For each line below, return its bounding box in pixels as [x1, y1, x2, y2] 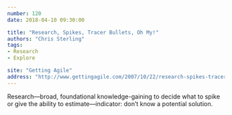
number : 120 [7, 10, 41, 17]
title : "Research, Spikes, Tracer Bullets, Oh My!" [7, 29, 159, 36]
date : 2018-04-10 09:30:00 [7, 17, 85, 23]
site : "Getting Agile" [7, 67, 72, 74]
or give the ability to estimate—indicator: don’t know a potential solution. [7, 99, 213, 107]
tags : [7, 42, 23, 49]
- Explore [7, 54, 36, 62]
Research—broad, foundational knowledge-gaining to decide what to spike [7, 92, 220, 101]
